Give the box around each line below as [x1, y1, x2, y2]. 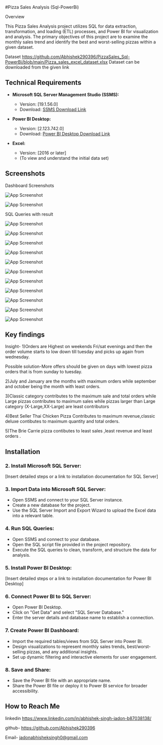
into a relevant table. [12, 513, 54, 519]
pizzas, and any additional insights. [27, 648, 98, 655]
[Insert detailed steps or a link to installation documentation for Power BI [5, 575, 152, 581]
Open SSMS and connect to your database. [12, 536, 100, 542]
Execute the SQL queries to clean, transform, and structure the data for [12, 547, 157, 553]
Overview [5, 14, 25, 19]
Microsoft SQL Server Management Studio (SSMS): [12, 91, 119, 98]
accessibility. [12, 688, 39, 694]
